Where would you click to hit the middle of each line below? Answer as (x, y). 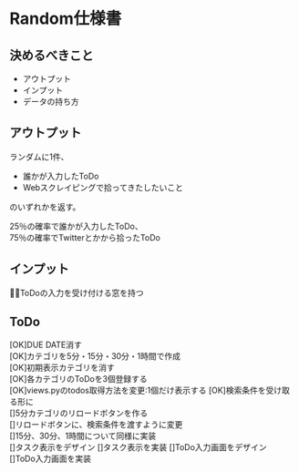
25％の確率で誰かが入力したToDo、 (76, 226)
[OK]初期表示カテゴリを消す (62, 368)
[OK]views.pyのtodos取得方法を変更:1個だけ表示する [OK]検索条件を (138, 390)
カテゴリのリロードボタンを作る (88, 413)
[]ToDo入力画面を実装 (51, 459)
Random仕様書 (66, 19)
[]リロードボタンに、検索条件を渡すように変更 (96, 425)
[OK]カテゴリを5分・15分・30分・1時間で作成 (95, 356)
